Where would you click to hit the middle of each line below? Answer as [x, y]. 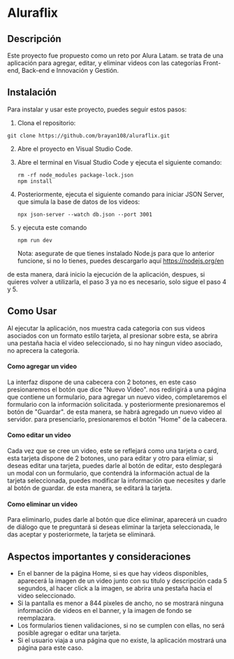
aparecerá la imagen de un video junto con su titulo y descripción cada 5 [122, 581]
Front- [212, 63]
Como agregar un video [42, 366]
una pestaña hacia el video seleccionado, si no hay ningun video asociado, [115, 343]
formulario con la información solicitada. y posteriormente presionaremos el [116, 404]
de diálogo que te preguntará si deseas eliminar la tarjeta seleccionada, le [114, 527]
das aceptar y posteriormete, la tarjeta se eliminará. [81, 534]
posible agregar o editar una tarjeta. [69, 633]
